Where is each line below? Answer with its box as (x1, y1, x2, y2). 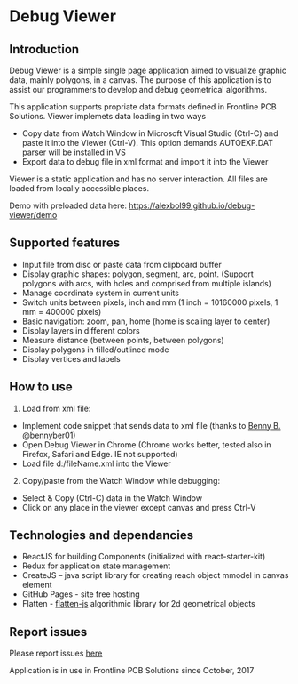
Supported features (9, 236, 121, 251)
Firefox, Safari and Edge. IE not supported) (21, 448, 179, 459)
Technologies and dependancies (9, 527, 193, 543)
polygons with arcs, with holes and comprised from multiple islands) (21, 278, 272, 288)
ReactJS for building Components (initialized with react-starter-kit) (21, 551, 266, 562)
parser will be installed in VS (21, 147, 126, 157)
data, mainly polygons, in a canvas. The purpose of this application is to (9, 75, 272, 85)
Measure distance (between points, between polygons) (21, 334, 224, 345)
